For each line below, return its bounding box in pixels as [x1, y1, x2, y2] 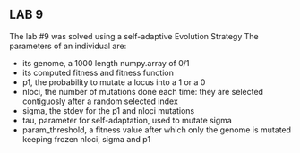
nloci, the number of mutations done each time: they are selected [21, 86, 264, 97]
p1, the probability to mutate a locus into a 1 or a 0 [21, 76, 206, 88]
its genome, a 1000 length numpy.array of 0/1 [21, 57, 190, 68]
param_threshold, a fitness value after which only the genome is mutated [21, 124, 292, 135]
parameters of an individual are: [9, 40, 127, 51]
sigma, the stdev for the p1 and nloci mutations [21, 105, 195, 115]
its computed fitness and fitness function [21, 67, 175, 78]
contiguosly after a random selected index [21, 96, 179, 106]
